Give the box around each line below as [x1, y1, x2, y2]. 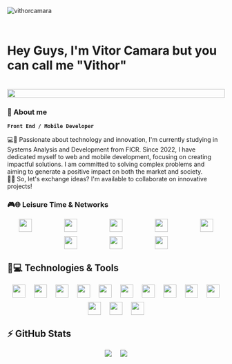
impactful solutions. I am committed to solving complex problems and [7, 160, 205, 169]
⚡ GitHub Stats [7, 327, 71, 339]
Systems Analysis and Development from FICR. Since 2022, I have [7, 145, 196, 154]
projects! [7, 182, 32, 190]
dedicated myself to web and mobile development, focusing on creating [7, 153, 212, 161]
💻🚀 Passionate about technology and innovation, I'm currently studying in [7, 136, 218, 144]
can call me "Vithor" [7, 57, 127, 73]
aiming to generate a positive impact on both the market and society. [7, 167, 203, 176]
